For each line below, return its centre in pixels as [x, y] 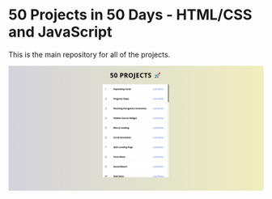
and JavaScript [60, 32]
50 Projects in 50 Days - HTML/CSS [130, 15]
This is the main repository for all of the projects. [89, 54]
